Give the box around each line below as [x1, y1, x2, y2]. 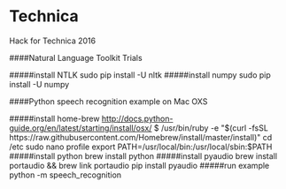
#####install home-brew [9, 113, 100, 124]
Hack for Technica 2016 [9, 35, 96, 46]
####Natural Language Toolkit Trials [9, 52, 143, 63]
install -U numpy [9, 79, 70, 89]
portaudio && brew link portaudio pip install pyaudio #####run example [9, 160, 270, 170]
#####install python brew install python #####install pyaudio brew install [9, 150, 277, 161]
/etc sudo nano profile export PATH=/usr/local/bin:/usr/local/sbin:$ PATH [9, 141, 273, 152]
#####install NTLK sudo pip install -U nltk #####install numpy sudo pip [9, 69, 272, 80]
